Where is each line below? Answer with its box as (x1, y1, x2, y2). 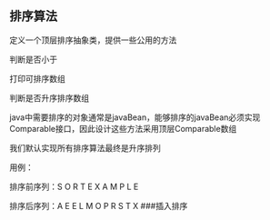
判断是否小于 (9, 54, 57, 65)
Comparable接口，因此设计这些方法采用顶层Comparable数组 (9, 123, 237, 134)
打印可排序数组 (9, 73, 65, 84)
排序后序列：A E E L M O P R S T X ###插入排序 (9, 200, 188, 211)
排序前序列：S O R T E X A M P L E (9, 181, 139, 192)
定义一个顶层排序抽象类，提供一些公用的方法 (9, 35, 177, 45)
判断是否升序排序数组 (9, 92, 89, 103)
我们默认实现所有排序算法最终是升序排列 (9, 142, 161, 153)
